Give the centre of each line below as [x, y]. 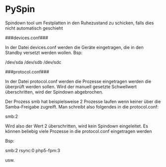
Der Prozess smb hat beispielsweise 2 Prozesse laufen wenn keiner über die [83, 101]
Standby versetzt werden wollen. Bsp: [44, 53]
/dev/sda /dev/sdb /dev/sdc [33, 62]
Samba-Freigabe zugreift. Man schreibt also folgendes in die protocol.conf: [82, 107]
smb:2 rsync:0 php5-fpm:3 [33, 150]
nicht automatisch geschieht [34, 28]
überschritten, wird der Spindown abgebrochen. [54, 92]
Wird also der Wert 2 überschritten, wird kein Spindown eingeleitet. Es [77, 126]
